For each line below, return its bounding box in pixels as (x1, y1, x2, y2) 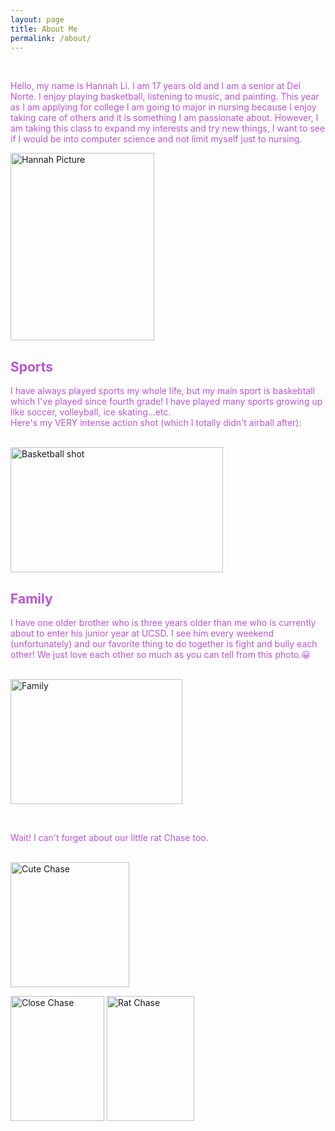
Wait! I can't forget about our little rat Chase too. (10, 832, 209, 843)
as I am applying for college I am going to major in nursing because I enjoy (10, 101, 317, 113)
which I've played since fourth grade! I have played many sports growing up (10, 396, 323, 408)
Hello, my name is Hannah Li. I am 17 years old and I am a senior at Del (10, 80, 301, 92)
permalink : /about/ (10, 33, 92, 43)
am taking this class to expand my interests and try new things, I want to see (10, 122, 325, 135)
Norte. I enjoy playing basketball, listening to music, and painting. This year (10, 91, 320, 103)
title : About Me (10, 24, 78, 34)
